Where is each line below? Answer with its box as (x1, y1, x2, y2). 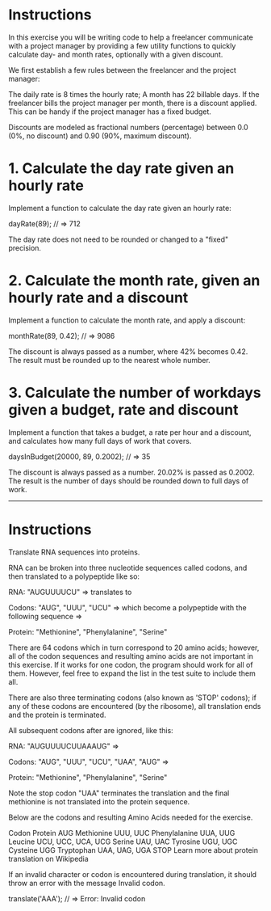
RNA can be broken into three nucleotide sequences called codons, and (8, 563, 248, 572)
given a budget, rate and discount (8, 401, 239, 419)
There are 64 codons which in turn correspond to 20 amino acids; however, (8, 643, 260, 652)
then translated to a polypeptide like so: (8, 571, 140, 581)
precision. (8, 243, 42, 252)
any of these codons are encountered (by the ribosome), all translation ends (8, 701, 261, 711)
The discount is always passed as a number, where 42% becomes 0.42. (8, 346, 248, 356)
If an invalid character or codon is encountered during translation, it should (8, 869, 256, 879)
